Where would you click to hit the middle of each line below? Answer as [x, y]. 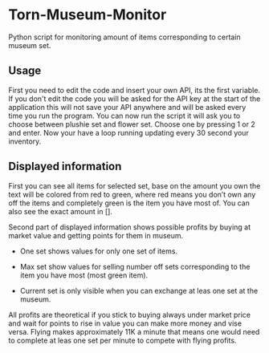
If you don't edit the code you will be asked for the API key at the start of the [134, 99]
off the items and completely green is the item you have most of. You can [129, 203]
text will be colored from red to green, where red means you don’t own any [132, 194]
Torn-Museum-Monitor [88, 15]
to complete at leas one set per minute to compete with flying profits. [122, 340]
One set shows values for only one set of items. [99, 251]
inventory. [25, 141]
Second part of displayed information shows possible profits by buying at [130, 227]
